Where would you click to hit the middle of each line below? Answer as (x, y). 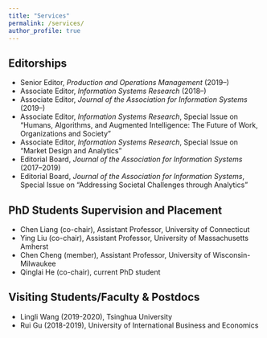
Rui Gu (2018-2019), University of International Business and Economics (139, 325)
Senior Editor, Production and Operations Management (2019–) (124, 83)
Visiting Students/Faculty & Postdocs (104, 297)
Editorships (38, 63)
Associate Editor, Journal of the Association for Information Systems (133, 100)
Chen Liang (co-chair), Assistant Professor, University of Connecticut (135, 229)
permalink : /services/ (46, 23)
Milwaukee (38, 263)
